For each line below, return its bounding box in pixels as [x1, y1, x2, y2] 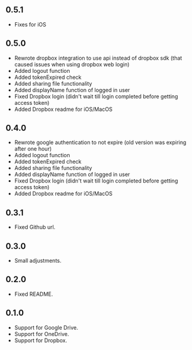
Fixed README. [14, 290, 53, 298]
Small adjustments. [14, 257, 62, 264]
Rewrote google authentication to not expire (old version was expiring [14, 139, 187, 146]
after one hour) [14, 145, 52, 152]
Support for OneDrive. [14, 330, 70, 337]
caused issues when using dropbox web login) [14, 60, 130, 68]
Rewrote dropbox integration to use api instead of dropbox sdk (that [14, 54, 182, 61]
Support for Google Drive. [14, 323, 79, 331]
